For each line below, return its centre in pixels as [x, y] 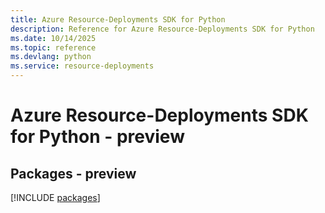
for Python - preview [97, 137]
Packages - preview [73, 173]
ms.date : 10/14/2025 [53, 38]
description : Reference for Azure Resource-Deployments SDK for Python [162, 29]
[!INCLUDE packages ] [55, 197]
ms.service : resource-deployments [82, 66]
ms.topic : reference [53, 47]
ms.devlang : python [51, 57]
